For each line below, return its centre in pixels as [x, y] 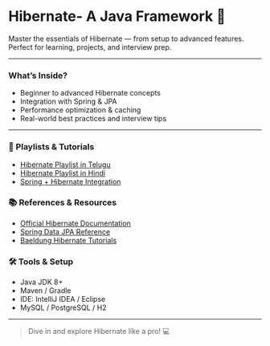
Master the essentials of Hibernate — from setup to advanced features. [126, 39]
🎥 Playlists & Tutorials [51, 147]
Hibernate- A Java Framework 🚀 [117, 16]
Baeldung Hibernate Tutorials [68, 240]
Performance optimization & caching [80, 110]
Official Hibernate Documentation [75, 223]
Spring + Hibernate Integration [70, 181]
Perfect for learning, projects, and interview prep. [90, 47]
